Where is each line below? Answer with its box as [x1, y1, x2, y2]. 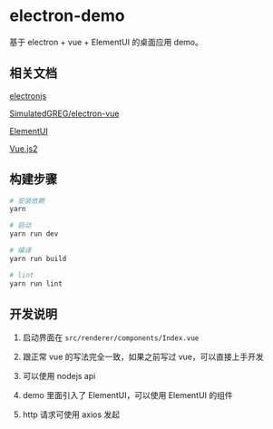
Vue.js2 [9, 142, 38, 154]
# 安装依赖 [9, 196, 45, 205]
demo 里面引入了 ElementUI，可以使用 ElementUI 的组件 [22, 390, 233, 401]
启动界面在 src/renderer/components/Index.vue [22, 332, 200, 343]
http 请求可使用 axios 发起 [22, 409, 121, 420]
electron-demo [9, 5, 125, 26]
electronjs [9, 90, 47, 101]
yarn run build [9, 254, 67, 263]
